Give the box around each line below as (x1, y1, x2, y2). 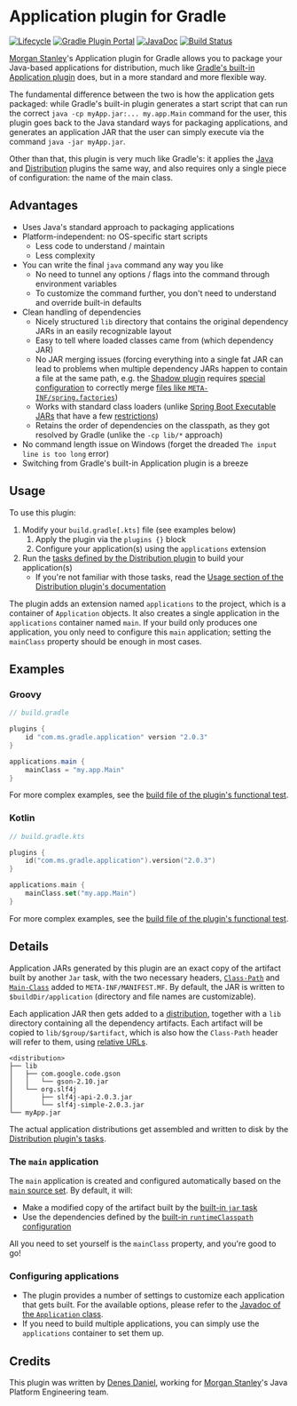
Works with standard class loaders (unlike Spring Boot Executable (35, 401, 277, 411)
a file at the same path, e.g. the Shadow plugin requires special (35, 372, 266, 383)
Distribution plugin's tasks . (9, 1133, 106, 1144)
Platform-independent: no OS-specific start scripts (21, 231, 208, 242)
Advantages (9, 198, 78, 213)
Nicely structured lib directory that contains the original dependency (35, 316, 289, 326)
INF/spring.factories (35, 393, 115, 402)
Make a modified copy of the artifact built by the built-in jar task (21, 1202, 258, 1212)
